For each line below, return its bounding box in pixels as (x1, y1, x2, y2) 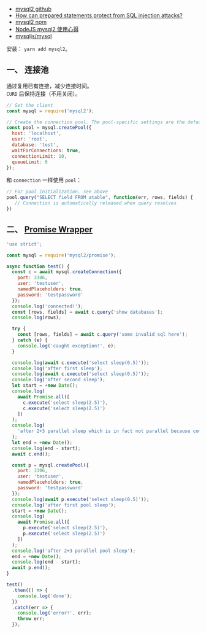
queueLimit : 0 (12, 159, 48, 165)
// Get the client (6, 102, 53, 108)
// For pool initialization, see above (6, 188, 109, 195)
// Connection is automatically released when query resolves (14, 200, 177, 206)
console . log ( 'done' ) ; (17, 592, 72, 599)
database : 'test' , (12, 142, 59, 148)
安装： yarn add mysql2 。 (6, 45, 71, 52)
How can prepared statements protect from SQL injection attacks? (15, 12, 183, 19)
